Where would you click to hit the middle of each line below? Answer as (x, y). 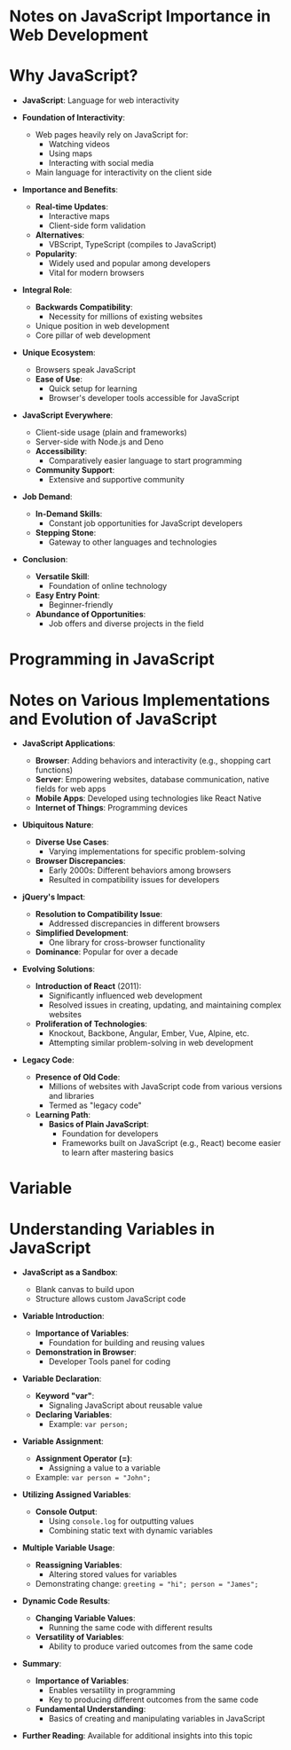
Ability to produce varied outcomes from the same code (151, 1646)
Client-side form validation (97, 226)
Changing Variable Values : (85, 1618)
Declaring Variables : (74, 1415)
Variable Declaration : (62, 1379)
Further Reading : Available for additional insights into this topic (137, 1736)
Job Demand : (47, 497)
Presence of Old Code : (78, 1077)
